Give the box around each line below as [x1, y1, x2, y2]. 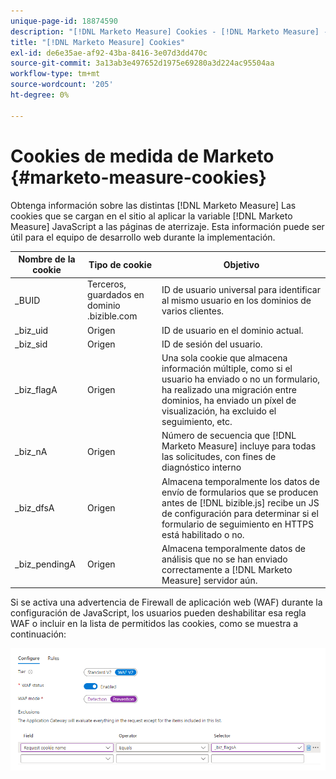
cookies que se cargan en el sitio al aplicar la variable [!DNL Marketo [10, 210, 293, 222]
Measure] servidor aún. [161, 574, 258, 586]
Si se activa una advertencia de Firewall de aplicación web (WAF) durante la [10, 596, 323, 609]
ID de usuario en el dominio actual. [161, 324, 304, 336]
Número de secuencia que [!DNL [161, 430, 297, 442]
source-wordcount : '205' [10, 80, 114, 90]
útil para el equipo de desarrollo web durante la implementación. [10, 231, 276, 243]
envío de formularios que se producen [161, 486, 319, 498]
